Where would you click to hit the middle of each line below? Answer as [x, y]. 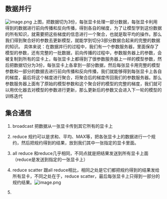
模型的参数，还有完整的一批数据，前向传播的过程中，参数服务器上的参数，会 [83, 52]
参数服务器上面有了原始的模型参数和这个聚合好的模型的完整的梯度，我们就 [81, 84]
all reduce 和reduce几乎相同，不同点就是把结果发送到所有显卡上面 [80, 153]
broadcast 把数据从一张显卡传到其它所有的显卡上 [63, 126]
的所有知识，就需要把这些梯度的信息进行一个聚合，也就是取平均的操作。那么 [83, 34]
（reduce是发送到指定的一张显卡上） [50, 159]
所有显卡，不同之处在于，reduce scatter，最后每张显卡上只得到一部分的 [86, 176]
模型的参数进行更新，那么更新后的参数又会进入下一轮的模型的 [99, 90]
